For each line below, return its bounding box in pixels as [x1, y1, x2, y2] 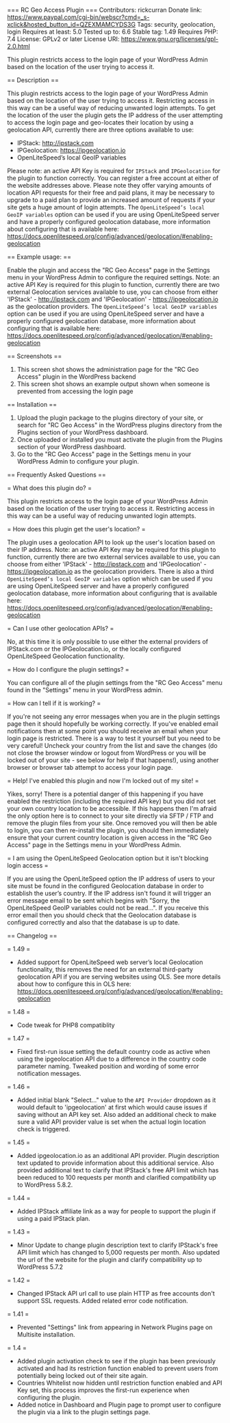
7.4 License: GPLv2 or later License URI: [7, 35, 120, 43]
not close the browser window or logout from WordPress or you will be [7, 749, 207, 757]
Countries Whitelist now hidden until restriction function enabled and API [16, 1379, 222, 1387]
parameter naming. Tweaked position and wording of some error [16, 1062, 200, 1070]
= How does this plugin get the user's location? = [7, 525, 146, 533]
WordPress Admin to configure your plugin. [16, 457, 139, 465]
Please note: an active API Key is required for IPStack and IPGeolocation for [7, 167, 221, 175]
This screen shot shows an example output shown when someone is [16, 380, 210, 388]
